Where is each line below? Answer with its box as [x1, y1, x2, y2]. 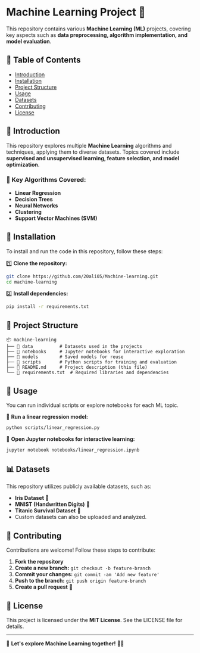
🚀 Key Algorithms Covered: [6, 176, 86, 184]
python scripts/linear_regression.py [6, 424, 100, 431]
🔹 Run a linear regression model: [6, 413, 88, 420]
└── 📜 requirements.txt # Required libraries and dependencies [6, 369, 169, 376]
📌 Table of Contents [6, 55, 81, 65]
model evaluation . [6, 38, 52, 45]
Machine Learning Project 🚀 [6, 5, 146, 19]
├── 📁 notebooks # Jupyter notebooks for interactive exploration [6, 349, 185, 355]
